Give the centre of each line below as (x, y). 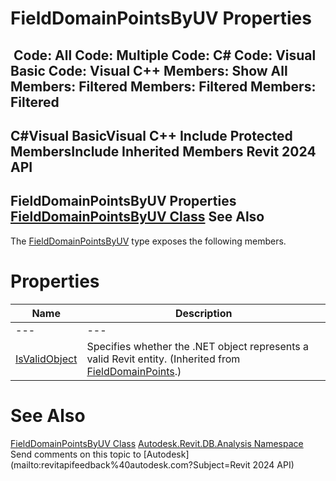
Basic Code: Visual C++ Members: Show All (149, 70)
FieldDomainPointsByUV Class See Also (137, 217)
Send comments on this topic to (76, 454)
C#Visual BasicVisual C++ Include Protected (151, 135)
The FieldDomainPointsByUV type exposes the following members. (148, 241)
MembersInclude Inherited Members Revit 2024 (163, 151)
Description (203, 313)
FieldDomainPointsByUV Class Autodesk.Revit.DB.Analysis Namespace (157, 443)
